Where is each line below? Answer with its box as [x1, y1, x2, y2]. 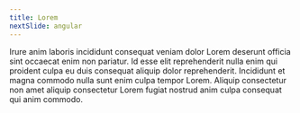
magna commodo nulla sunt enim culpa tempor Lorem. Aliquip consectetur [9, 74, 286, 85]
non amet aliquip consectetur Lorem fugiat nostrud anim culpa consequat [9, 84, 282, 95]
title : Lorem [9, 13, 59, 22]
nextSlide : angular [9, 22, 83, 30]
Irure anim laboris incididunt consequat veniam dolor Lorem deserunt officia [9, 46, 291, 56]
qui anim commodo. [9, 93, 84, 104]
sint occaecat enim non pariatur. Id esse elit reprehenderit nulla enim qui [9, 56, 277, 66]
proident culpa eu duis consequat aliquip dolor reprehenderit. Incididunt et [9, 65, 286, 76]
